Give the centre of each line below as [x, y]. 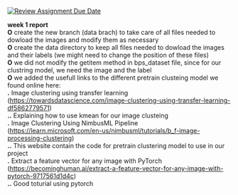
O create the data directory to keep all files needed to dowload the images [116, 47]
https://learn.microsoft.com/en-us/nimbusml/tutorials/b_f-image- [105, 131]
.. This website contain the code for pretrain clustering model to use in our [116, 146]
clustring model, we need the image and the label [80, 70]
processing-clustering [40, 138]
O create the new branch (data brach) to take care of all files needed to [112, 32]
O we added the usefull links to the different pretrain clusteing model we [113, 78]
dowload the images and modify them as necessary [83, 40]
